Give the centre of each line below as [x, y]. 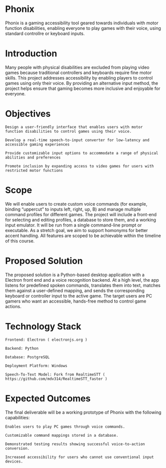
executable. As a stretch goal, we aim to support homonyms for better [77, 230]
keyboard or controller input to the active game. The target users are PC [79, 296]
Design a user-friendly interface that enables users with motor [74, 127]
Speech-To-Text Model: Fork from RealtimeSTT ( [55, 374]
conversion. [17, 448]
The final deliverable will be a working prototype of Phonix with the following [83, 412]
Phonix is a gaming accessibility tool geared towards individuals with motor [82, 23]
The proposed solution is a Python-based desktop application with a [75, 275]
